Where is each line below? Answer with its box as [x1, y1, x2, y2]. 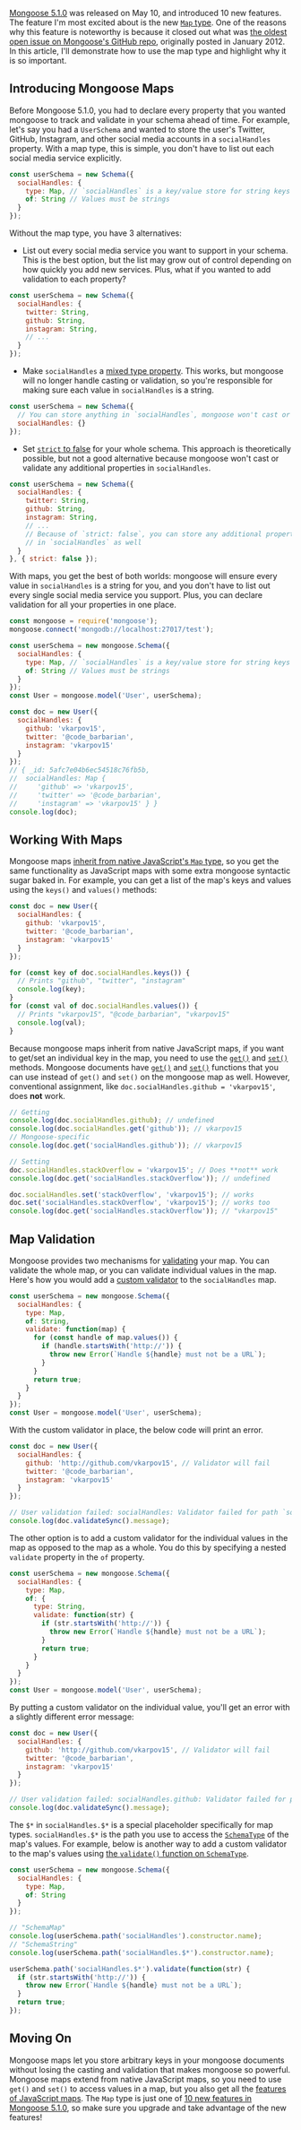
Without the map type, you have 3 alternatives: [9, 228, 182, 238]
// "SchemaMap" [9, 1923, 66, 1933]
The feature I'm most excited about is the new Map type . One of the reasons [9, 17, 287, 28]
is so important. [9, 56, 67, 65]
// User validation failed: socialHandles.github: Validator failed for [9, 1795, 287, 1805]
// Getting [9, 1107, 50, 1117]
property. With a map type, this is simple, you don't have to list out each [9, 143, 275, 153]
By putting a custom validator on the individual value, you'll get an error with [9, 1702, 291, 1713]
